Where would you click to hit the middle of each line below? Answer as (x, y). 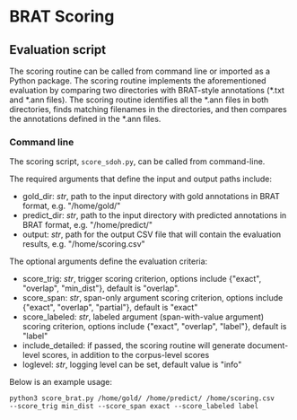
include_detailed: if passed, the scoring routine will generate (134, 346)
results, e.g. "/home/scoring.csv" (83, 244)
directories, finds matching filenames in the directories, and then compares (148, 109)
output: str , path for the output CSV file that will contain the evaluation (152, 234)
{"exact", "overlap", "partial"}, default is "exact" (110, 308)
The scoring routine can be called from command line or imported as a (140, 71)
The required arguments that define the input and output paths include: (140, 179)
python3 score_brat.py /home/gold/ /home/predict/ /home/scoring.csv (142, 398)
